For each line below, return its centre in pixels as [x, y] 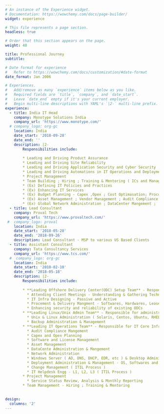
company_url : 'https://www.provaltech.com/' [60, 217]
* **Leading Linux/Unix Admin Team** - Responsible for [81, 313]
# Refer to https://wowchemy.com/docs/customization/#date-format [76, 72]
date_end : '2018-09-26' [38, 236]
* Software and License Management [63, 340]
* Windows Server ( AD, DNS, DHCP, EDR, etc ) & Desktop [86, 358]
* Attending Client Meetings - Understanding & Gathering [87, 294]
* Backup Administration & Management [66, 322]
